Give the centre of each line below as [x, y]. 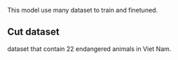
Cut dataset [33, 32]
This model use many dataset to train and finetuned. [83, 10]
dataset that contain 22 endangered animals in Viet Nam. [89, 49]
